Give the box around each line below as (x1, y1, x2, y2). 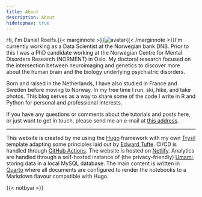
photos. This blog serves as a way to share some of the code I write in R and (6, 92, 196, 100)
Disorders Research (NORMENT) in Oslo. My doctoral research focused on (6, 55, 191, 63)
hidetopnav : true (6, 20, 50, 26)
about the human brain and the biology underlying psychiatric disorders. (6, 68, 185, 76)
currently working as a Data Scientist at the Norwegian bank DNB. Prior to (6, 43, 189, 50)
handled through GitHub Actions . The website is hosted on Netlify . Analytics (6, 147, 195, 154)
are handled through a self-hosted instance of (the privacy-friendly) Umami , (6, 154, 195, 161)
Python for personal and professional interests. (6, 99, 123, 106)
